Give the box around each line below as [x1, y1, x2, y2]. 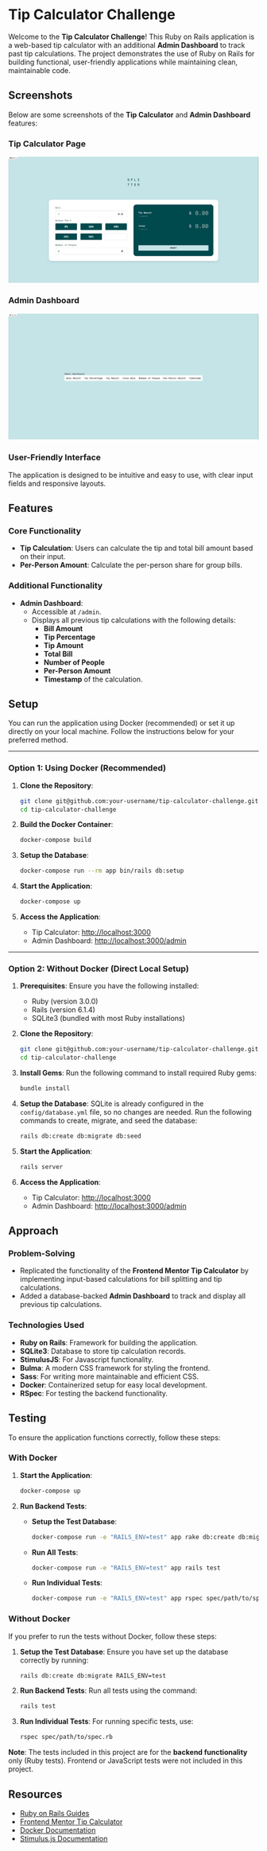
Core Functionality [8, 525, 82, 536]
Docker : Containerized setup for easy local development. [19, 1380, 208, 1389]
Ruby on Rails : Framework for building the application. [19, 1337, 199, 1347]
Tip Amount [43, 640, 84, 650]
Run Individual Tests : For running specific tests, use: [19, 1717, 194, 1726]
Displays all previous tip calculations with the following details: [31, 615, 236, 625]
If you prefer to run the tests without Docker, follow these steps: [8, 1632, 217, 1641]
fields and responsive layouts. [8, 479, 106, 488]
